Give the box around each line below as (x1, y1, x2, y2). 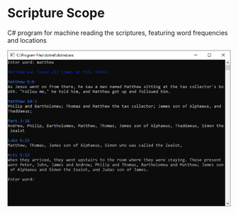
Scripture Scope (7, 5, 105, 21)
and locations (7, 36, 47, 44)
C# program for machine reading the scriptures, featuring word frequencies (7, 28, 228, 37)
